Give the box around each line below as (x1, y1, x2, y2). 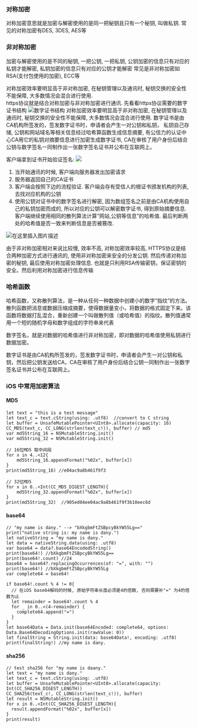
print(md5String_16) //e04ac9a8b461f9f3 (6, 468, 107, 473)
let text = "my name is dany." (6, 671, 83, 676)
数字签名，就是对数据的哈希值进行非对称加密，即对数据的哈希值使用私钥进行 (6, 331, 191, 338)
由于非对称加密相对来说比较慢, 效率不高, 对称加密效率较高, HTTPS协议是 (6, 245, 181, 252)
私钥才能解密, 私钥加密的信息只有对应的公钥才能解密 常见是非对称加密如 (6, 65, 180, 72)
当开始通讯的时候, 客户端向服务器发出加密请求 (14, 168, 126, 175)
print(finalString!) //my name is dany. (6, 640, 107, 646)
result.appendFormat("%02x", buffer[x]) (11, 706, 111, 712)
